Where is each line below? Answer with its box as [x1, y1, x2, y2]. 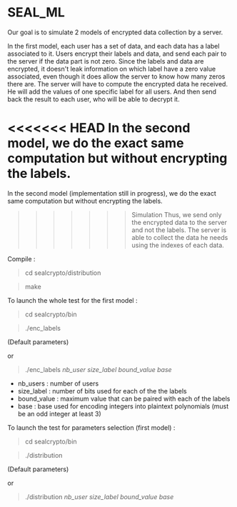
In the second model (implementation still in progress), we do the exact [7, 189, 216, 197]
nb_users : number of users [17, 379, 99, 388]
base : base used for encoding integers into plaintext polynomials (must [17, 401, 229, 411]
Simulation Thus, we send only [131, 210, 222, 219]
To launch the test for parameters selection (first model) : [7, 423, 176, 432]
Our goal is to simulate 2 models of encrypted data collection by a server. [7, 28, 223, 36]
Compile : [7, 254, 36, 263]
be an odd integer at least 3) [17, 409, 101, 418]
